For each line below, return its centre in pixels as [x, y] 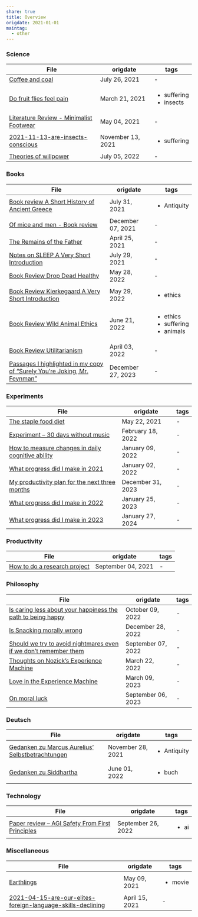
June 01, [121, 769]
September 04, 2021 [125, 567]
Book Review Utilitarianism [46, 350]
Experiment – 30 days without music [60, 435]
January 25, [138, 499]
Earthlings [23, 882]
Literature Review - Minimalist [51, 118]
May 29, [121, 291]
